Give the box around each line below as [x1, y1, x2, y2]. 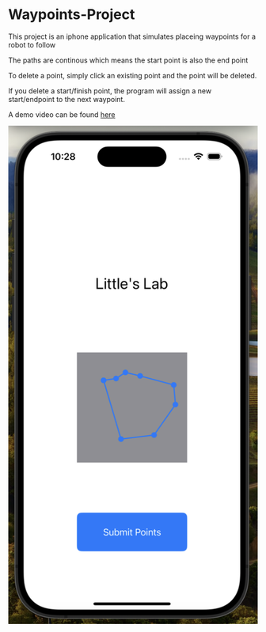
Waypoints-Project [8, 6, 135, 24]
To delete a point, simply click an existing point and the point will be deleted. [8, 70, 257, 80]
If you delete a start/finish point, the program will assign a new [8, 85, 212, 96]
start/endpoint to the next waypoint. [8, 94, 125, 104]
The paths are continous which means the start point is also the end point [8, 55, 249, 65]
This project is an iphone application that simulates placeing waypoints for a [8, 32, 256, 41]
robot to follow [8, 40, 56, 49]
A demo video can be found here [8, 109, 116, 119]
